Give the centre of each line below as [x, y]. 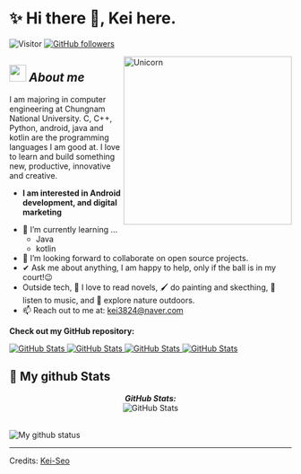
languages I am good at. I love [65, 146]
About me [56, 78]
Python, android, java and [56, 127]
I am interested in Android [71, 193]
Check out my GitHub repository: [72, 330]
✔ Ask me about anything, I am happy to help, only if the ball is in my [149, 268]
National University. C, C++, [61, 118]
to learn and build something [62, 156]
